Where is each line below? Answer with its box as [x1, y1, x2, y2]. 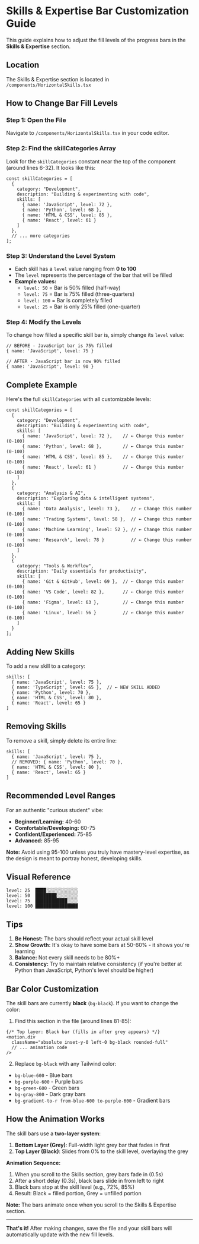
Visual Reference [6, 872, 71, 882]
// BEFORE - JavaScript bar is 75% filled [6, 343, 113, 349]
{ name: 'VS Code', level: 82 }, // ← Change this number [21, 589, 184, 595]
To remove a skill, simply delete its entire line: [6, 737, 117, 744]
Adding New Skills [6, 646, 75, 657]
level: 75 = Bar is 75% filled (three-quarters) [23, 291, 135, 298]
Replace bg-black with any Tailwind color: [14, 1060, 117, 1068]
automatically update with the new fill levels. [6, 1231, 114, 1238]
